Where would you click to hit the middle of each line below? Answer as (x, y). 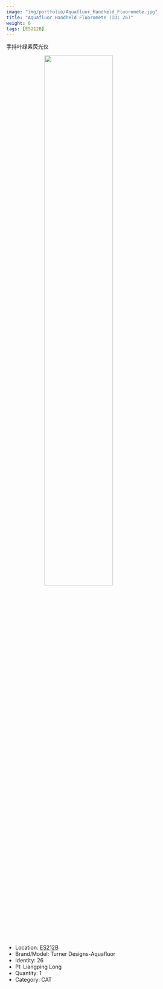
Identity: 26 (29, 961)
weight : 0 (19, 23)
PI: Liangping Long (38, 967)
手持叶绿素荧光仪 (27, 47)
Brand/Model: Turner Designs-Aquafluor (65, 954)
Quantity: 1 (28, 973)
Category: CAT (34, 980)
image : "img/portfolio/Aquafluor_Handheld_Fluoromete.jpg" (82, 12)
